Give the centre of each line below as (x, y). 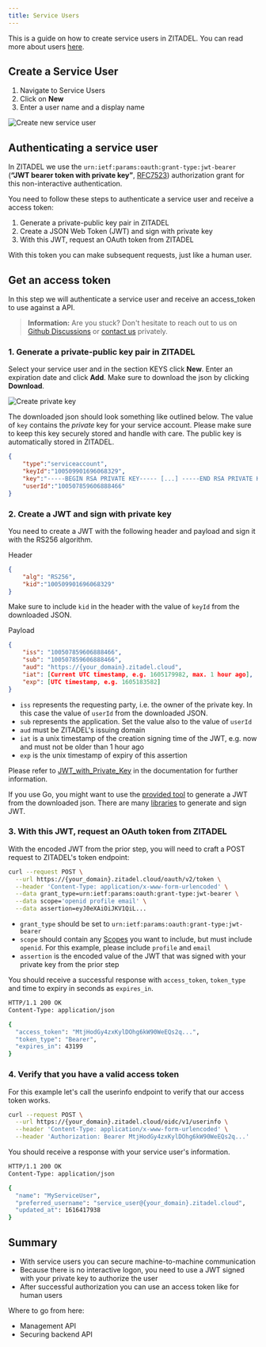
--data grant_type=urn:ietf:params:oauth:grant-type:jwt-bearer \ (127, 894)
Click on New (42, 99)
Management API (48, 1326)
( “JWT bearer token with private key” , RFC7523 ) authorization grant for (127, 175)
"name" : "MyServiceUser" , (58, 1195)
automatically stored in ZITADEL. (61, 442)
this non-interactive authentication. (65, 184)
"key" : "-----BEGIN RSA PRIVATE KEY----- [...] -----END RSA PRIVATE (138, 478)
